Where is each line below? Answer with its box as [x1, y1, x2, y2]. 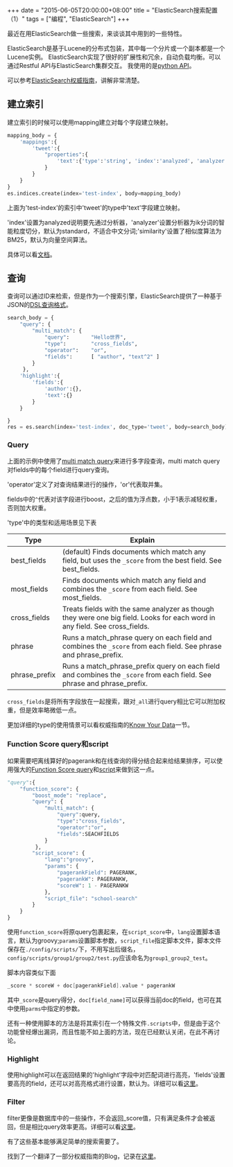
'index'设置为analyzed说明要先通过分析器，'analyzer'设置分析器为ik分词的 [7, 218, 219, 227]
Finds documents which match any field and [62, 575, 207, 585]
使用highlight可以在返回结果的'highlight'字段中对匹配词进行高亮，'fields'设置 [7, 1071, 225, 1079]
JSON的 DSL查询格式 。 [7, 301, 73, 309]
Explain [130, 535, 155, 545]
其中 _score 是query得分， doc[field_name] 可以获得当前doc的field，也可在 [7, 995, 216, 1003]
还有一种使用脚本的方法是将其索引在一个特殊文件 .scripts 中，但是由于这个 [7, 1019, 221, 1027]
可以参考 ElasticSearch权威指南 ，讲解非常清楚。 [7, 76, 144, 85]
